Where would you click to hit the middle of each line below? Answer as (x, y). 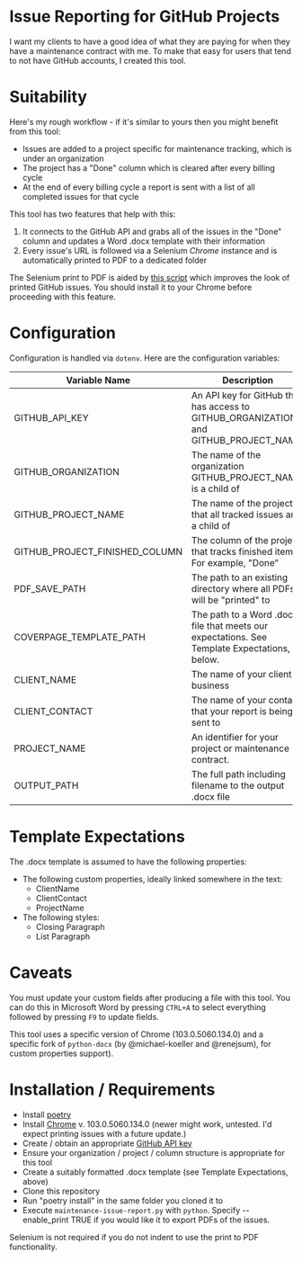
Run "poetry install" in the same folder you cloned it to (122, 1200)
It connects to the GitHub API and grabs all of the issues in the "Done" (152, 231)
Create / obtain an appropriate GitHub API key (107, 1143)
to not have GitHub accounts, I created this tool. (98, 60)
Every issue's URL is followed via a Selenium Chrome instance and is (150, 250)
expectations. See (229, 637)
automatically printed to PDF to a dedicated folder (115, 260)
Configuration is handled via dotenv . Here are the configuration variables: (145, 358)
